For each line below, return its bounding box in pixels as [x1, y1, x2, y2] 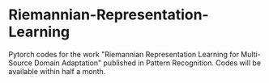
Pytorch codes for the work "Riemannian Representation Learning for [8, 49, 239, 59]
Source [8, 58, 32, 68]
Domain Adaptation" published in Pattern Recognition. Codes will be [33, 58, 262, 68]
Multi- [240, 49, 261, 59]
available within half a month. [8, 66, 106, 76]
